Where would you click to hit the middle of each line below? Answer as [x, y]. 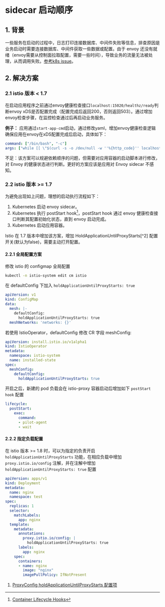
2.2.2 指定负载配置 [24, 439]
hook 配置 [14, 395]
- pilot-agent [33, 422]
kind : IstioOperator [26, 346]
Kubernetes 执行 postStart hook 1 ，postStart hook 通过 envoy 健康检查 [83, 213]
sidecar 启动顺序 [39, 10]
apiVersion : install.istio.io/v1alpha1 [46, 342]
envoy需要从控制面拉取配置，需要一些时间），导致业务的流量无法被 [81, 55]
